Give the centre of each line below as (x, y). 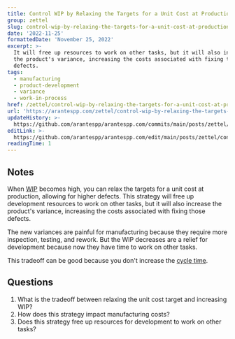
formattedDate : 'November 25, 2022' (60, 40)
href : (15, 105)
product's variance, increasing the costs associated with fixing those (106, 211)
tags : (15, 72)
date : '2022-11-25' (36, 33)
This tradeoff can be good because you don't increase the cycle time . (108, 260)
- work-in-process (41, 99)
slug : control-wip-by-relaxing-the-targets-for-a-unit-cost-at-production (119, 27)
